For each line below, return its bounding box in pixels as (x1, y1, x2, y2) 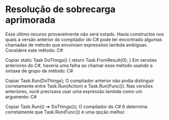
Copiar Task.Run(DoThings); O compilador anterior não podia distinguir (5, 77, 154, 84)
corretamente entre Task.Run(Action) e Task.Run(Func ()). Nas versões (5, 83, 153, 89)
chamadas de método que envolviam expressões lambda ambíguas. (5, 42, 148, 48)
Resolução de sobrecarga (5, 4, 116, 15)
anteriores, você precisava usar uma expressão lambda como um (5, 88, 143, 94)
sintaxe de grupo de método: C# (5, 67, 73, 74)
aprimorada (5, 14, 55, 26)
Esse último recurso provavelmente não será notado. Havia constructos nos (5, 31, 164, 37)
